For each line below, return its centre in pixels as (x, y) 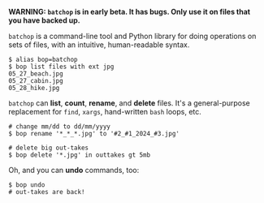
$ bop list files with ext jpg (61, 67)
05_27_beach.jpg (36, 74)
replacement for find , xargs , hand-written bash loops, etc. (105, 112)
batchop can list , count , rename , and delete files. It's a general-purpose (129, 103)
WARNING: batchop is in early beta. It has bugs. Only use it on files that (129, 12)
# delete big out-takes (49, 148)
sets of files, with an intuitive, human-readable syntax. (99, 45)
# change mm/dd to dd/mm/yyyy (60, 127)
